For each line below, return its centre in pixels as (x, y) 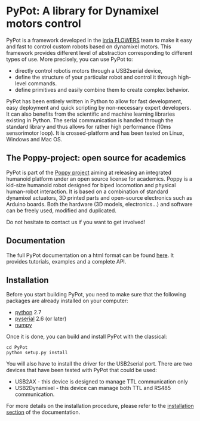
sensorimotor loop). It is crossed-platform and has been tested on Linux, (95, 133)
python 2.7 (28, 312)
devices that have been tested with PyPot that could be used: (81, 370)
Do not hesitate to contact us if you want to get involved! (76, 222)
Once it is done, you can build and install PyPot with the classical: (87, 337)
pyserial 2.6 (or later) (41, 319)
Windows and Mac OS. (34, 139)
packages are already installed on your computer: (67, 301)
